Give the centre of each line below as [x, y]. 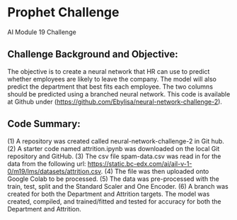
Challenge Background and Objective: [93, 54]
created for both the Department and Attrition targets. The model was [109, 194]
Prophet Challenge [63, 12]
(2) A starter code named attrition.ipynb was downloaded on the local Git [114, 148]
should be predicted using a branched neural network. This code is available [119, 94]
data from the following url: [47, 163]
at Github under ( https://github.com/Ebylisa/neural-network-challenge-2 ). [115, 101]
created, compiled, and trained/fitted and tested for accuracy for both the [114, 201]
